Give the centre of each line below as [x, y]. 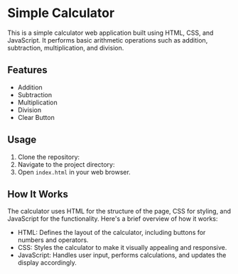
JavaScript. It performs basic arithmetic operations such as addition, [108, 40]
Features [27, 70]
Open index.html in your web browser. [74, 172]
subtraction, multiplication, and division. [66, 48]
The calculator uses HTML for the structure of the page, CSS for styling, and [119, 212]
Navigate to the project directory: [66, 164]
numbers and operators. [53, 240]
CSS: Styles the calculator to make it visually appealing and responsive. [122, 248]
